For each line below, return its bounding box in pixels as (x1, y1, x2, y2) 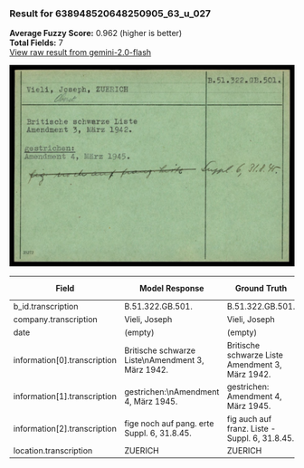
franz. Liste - (226, 423, 276, 434)
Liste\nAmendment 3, (124, 354, 204, 365)
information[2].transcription (13, 423, 118, 434)
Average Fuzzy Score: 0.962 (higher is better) (9, 28, 183, 39)
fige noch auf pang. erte (124, 418, 214, 429)
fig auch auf (226, 413, 272, 424)
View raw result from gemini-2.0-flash (9, 47, 152, 58)
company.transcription (13, 314, 98, 325)
